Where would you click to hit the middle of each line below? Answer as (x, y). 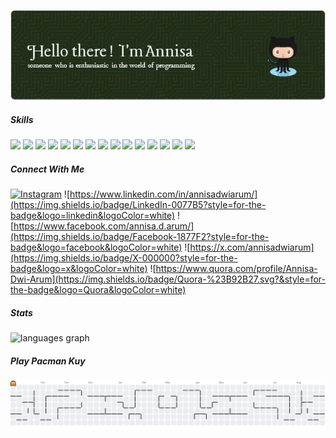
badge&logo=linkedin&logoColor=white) (93, 216)
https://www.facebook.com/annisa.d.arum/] (104, 226)
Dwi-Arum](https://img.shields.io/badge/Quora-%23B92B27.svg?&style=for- (168, 279)
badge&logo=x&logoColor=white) (79, 269)
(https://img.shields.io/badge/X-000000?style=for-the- (124, 258)
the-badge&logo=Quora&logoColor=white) (98, 290)
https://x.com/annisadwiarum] (252, 247)
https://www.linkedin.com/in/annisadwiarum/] (163, 194)
